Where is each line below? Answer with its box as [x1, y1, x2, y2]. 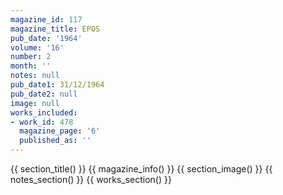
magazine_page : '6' [19, 126, 101, 136]
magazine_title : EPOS [10, 24, 101, 34]
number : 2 [10, 52, 52, 62]
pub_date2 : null [10, 89, 78, 99]
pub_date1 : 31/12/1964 [10, 80, 105, 90]
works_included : [10, 107, 78, 118]
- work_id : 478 [10, 117, 74, 127]
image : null [10, 98, 60, 108]
